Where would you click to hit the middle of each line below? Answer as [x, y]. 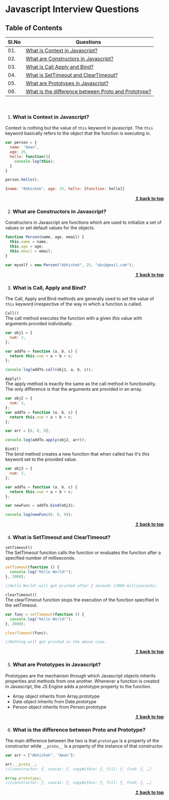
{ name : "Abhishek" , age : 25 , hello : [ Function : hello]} [65, 189]
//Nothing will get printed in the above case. [56, 642]
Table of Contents [34, 28]
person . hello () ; [22, 180]
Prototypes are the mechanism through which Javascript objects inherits [80, 675]
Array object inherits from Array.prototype [56, 696]
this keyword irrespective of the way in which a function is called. [74, 304]
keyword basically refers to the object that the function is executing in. [78, 133]
